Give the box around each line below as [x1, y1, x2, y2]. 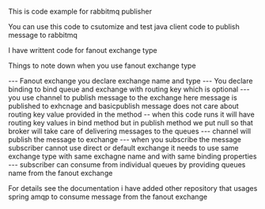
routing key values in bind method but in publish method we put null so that [8, 118, 253, 127]
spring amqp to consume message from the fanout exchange [8, 192, 208, 201]
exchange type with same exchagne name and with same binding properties [8, 151, 257, 161]
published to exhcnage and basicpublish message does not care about [8, 102, 239, 110]
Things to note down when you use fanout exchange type [8, 61, 196, 70]
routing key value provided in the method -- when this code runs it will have [8, 110, 255, 119]
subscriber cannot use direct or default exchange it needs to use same [8, 144, 239, 152]
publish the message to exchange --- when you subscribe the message [8, 135, 242, 144]
